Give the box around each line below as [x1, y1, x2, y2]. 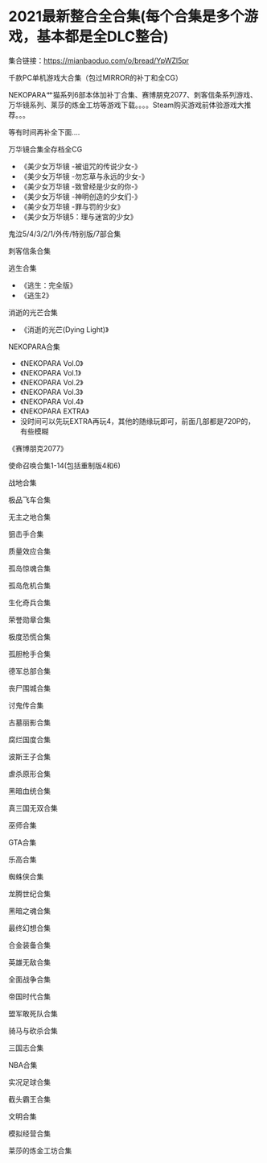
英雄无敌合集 [8, 957, 51, 967]
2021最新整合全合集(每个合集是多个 [8, 7, 244, 26]
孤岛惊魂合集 [8, 563, 51, 573]
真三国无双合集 [8, 803, 58, 812]
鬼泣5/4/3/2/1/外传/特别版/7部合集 [8, 229, 121, 239]
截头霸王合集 [8, 1094, 51, 1104]
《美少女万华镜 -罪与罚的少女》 [19, 201, 125, 211]
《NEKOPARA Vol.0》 [19, 358, 84, 368]
